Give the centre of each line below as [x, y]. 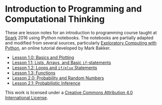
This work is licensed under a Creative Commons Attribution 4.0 [69, 92]
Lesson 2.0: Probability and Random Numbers [58, 78]
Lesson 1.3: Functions [34, 73]
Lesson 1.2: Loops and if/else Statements [55, 67]
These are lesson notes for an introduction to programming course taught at [81, 32]
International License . [27, 97]
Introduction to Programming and [73, 9]
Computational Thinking [55, 19]
